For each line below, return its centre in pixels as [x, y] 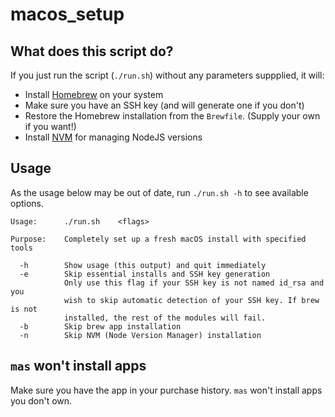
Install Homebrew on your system [94, 94]
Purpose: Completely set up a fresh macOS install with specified [158, 239]
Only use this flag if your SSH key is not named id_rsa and [194, 283]
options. [27, 203]
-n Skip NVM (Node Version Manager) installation [140, 335]
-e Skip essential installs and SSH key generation [145, 274]
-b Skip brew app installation [100, 326]
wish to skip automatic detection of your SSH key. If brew [191, 300]
